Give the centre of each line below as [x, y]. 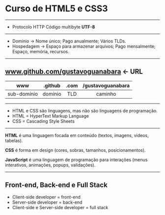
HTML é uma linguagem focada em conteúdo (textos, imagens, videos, [77, 135]
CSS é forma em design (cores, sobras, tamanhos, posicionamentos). [75, 150]
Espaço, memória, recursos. [41, 51]
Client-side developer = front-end [46, 197]
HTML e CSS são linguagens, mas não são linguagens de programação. [85, 110]
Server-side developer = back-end [47, 202]
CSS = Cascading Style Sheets [43, 121]
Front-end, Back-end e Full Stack [56, 185]
